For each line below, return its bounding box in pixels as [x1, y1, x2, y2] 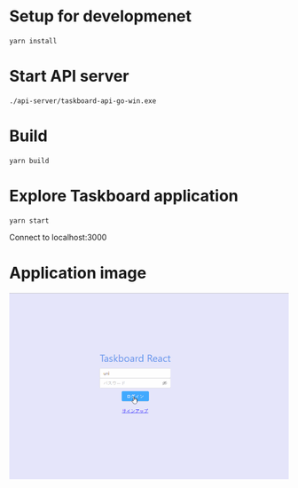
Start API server [9, 67, 129, 86]
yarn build [9, 156, 50, 165]
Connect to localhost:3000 [9, 232, 107, 242]
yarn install [9, 36, 58, 45]
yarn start [9, 216, 50, 225]
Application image [9, 263, 147, 283]
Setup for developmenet [9, 6, 192, 27]
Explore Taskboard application [9, 186, 239, 206]
